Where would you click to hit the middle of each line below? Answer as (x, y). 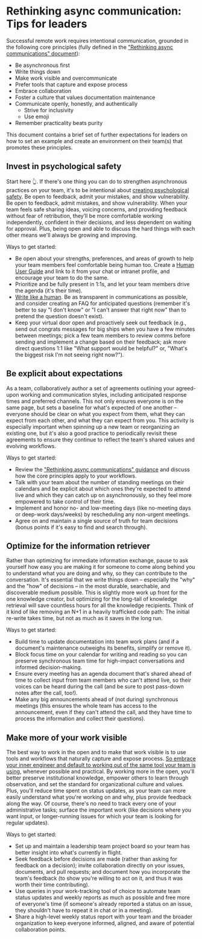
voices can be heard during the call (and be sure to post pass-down (99, 687)
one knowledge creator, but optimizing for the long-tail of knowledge (92, 599)
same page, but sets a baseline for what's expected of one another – (92, 407)
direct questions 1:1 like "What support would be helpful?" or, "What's (101, 348)
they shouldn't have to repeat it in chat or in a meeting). (84, 911)
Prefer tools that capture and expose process (71, 84)
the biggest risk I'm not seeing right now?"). (69, 354)
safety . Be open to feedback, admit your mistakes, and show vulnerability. (98, 196)
